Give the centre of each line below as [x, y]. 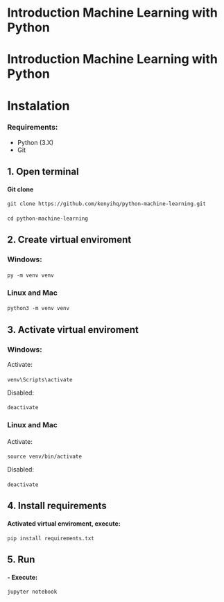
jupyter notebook [32, 592]
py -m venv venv [31, 275]
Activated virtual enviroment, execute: [64, 524]
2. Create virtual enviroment [69, 240]
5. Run [21, 560]
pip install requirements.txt [51, 538]
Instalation [38, 106]
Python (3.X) [35, 142]
